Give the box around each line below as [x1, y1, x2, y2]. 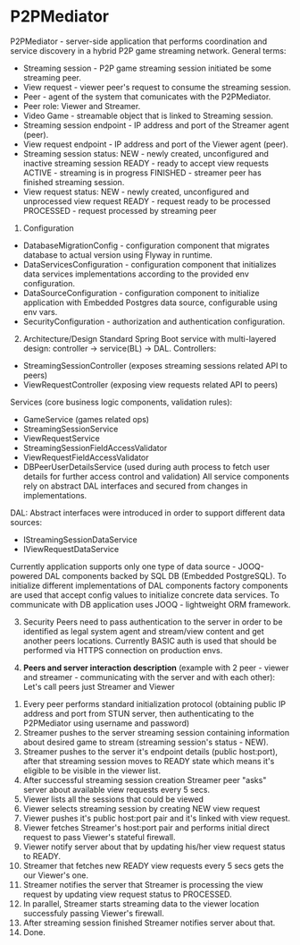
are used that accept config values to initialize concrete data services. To [10, 589, 279, 600]
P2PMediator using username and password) [22, 718, 190, 728]
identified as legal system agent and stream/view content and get [22, 626, 264, 636]
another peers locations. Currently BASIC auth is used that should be [22, 635, 278, 646]
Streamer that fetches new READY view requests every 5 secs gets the [22, 860, 284, 871]
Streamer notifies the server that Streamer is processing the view [22, 879, 263, 890]
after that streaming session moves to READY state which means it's [22, 755, 275, 766]
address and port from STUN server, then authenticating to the [22, 708, 254, 719]
